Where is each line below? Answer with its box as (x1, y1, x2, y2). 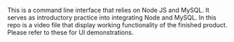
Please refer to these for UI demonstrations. (7, 28, 134, 36)
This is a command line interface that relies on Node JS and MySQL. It (7, 6, 210, 14)
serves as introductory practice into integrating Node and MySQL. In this (7, 13, 216, 22)
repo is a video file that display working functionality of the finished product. (7, 21, 228, 29)
